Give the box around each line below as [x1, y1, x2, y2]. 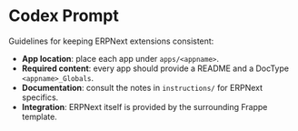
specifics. [21, 92, 59, 103]
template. [21, 111, 58, 122]
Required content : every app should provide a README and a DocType [21, 63, 290, 74]
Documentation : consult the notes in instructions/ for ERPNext [21, 82, 263, 93]
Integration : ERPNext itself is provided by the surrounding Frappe [21, 101, 268, 112]
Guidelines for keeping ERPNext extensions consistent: [8, 35, 214, 46]
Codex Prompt [8, 5, 120, 26]
